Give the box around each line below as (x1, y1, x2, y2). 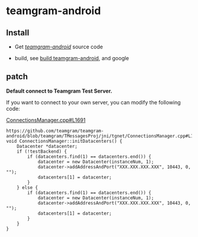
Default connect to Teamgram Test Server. (6, 87, 113, 94)
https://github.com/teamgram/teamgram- (6, 128, 104, 134)
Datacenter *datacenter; (16, 143, 78, 149)
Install (6, 28, 29, 38)
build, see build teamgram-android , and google (14, 55, 130, 61)
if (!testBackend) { (16, 149, 67, 154)
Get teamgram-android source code (14, 43, 103, 50)
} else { (16, 185, 38, 190)
